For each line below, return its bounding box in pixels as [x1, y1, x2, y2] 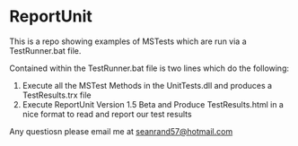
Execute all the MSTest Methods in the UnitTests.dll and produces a [22, 80, 272, 90]
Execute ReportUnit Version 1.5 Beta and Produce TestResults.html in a [22, 99, 285, 109]
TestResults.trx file [22, 90, 92, 100]
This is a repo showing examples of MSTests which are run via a [9, 36, 247, 47]
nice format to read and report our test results [22, 108, 192, 119]
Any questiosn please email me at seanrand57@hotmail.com [9, 125, 233, 136]
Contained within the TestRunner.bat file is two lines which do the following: [9, 63, 290, 73]
